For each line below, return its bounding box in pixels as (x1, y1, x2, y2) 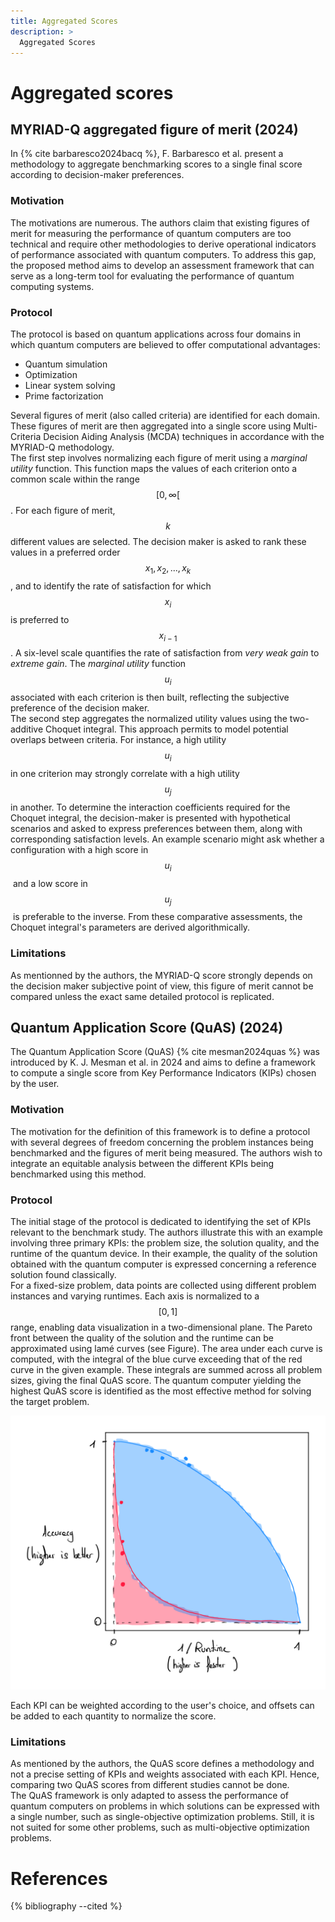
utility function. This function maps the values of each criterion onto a (10, 462, 298, 474)
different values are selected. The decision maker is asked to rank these (10, 535, 307, 547)
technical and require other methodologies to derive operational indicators (10, 238, 317, 250)
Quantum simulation (24, 358, 108, 370)
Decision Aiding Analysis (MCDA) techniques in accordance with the (43, 430, 325, 442)
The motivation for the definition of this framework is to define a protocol (10, 1125, 311, 1137)
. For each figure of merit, (10, 504, 116, 516)
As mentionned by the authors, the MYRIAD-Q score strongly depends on (10, 969, 313, 981)
